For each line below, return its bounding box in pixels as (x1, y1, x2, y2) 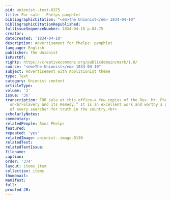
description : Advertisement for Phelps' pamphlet (5, 41, 113, 46)
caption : (5, 154, 24, 159)
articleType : (5, 83, 33, 88)
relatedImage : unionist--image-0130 (5, 135, 83, 140)
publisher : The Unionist (5, 50, 58, 55)
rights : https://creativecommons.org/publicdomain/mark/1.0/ (5, 60, 138, 65)
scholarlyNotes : (5, 111, 40, 117)
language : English (5, 45, 44, 50)
